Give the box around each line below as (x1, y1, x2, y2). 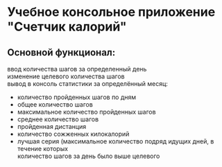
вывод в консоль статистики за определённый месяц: (7, 80, 169, 87)
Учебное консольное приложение (7, 4, 216, 20)
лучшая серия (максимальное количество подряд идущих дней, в (17, 137, 214, 146)
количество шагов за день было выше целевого (17, 152, 160, 160)
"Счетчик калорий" (7, 19, 127, 35)
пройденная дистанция (17, 123, 87, 130)
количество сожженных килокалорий (17, 130, 130, 138)
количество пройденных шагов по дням (17, 93, 137, 101)
